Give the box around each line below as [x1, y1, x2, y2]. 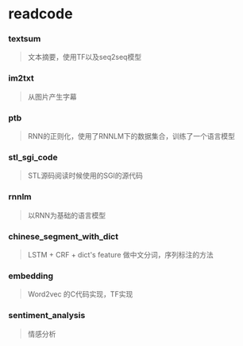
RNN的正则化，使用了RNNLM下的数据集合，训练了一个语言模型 [27, 132, 236, 141]
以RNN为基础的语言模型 [27, 210, 106, 220]
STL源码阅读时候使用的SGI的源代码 [27, 171, 143, 180]
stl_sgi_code [8, 152, 58, 163]
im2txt [8, 73, 34, 84]
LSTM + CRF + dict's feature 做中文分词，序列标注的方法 [27, 250, 214, 259]
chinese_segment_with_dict [8, 230, 119, 242]
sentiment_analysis [8, 310, 86, 321]
